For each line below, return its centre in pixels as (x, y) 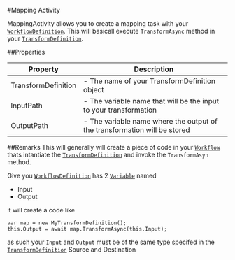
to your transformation (120, 110)
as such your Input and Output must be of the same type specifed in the (111, 242)
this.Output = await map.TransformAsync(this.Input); (87, 229)
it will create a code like (41, 210)
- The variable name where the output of (150, 121)
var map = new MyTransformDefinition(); (67, 223)
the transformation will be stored (136, 130)
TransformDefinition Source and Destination (72, 250)
